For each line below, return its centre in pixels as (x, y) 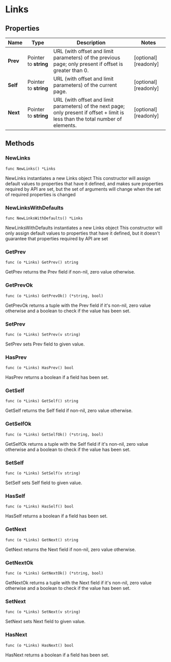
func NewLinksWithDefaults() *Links (44, 218)
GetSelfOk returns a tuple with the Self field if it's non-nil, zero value (77, 444)
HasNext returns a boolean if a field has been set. (57, 655)
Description (91, 43)
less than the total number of (88, 119)
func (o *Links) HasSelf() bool (39, 507)
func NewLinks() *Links (31, 169)
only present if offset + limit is (89, 112)
